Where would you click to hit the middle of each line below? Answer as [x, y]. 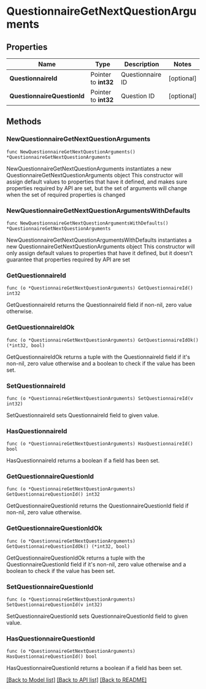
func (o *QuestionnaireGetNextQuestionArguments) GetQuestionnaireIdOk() [103, 340]
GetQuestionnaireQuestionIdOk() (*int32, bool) [68, 546]
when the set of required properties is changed [66, 194]
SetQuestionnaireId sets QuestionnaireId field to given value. [83, 415]
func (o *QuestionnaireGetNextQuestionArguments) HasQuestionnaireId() [100, 444]
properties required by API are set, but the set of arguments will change [97, 188]
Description [142, 64]
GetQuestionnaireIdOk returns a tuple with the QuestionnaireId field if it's [98, 356]
